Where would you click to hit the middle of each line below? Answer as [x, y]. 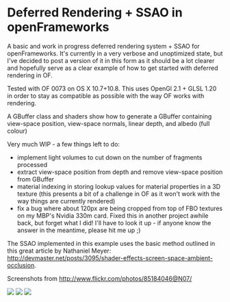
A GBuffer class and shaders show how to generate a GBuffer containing [110, 116]
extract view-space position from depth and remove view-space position [120, 172]
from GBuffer [36, 179]
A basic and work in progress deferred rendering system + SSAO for [103, 46]
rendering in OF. [30, 75]
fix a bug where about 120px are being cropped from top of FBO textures [120, 208]
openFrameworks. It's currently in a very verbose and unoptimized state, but [115, 53]
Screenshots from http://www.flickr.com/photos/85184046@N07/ [100, 278]
